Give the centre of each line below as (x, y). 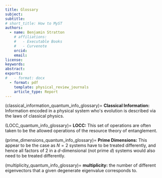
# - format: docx (25, 78)
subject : (14, 14)
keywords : (15, 64)
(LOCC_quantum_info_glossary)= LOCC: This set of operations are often (78, 126)
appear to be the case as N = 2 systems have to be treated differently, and (81, 146)
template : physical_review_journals (52, 87)
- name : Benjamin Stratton (37, 32)
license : (14, 60)
